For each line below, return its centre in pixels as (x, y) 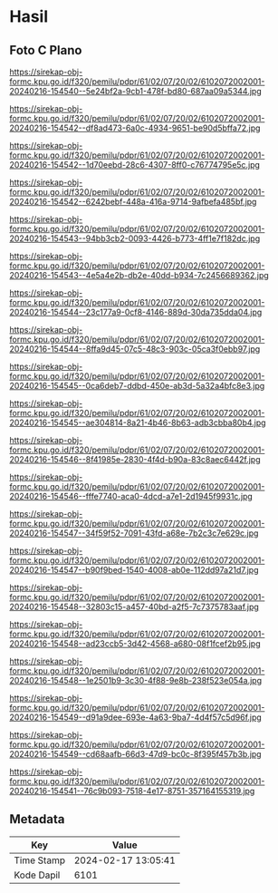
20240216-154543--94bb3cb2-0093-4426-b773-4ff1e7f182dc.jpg (135, 238)
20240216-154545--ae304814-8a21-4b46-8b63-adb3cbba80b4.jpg (138, 422)
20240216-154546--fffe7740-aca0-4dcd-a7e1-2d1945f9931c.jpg (131, 496)
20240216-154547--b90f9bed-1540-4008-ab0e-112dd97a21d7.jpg (134, 570)
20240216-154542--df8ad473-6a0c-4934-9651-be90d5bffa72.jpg (135, 128)
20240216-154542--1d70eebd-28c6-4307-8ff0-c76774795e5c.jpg (135, 165)
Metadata (37, 819)
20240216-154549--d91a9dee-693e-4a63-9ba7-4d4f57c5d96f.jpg (136, 717)
